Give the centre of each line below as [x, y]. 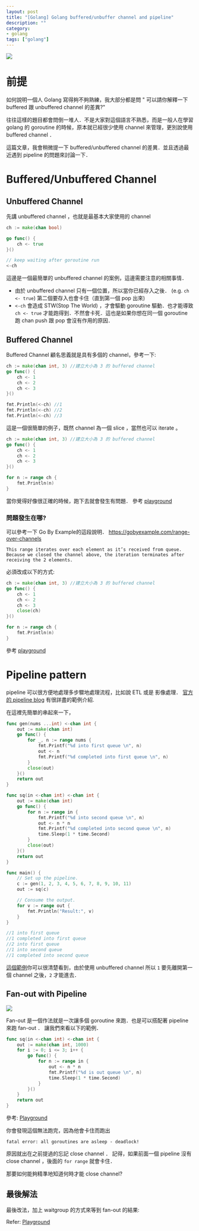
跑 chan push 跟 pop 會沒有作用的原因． [64, 320]
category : [18, 28]
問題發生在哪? [26, 518]
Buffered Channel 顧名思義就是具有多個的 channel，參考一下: [81, 355]
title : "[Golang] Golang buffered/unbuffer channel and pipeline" [90, 17]
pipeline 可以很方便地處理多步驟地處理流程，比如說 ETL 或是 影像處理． [94, 692]
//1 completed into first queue [46, 939]
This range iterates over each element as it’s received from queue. [94, 550]
